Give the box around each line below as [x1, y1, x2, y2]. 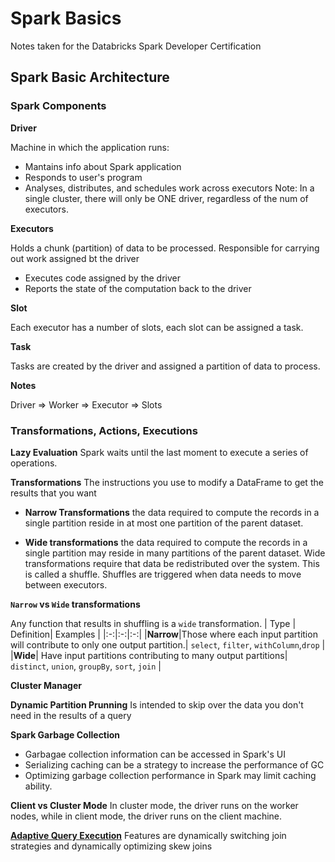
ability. [24, 780, 53, 792]
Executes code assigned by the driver [24, 272, 181, 284]
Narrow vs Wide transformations [10, 598, 141, 610]
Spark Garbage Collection [10, 728, 121, 741]
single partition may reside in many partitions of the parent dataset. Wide [24, 547, 326, 559]
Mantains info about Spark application [24, 160, 182, 172]
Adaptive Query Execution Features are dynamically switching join [10, 829, 287, 841]
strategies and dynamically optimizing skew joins [10, 840, 213, 852]
